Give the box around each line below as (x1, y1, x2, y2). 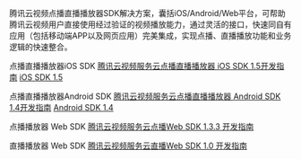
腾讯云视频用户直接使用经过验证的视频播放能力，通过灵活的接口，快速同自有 (9, 19, 292, 30)
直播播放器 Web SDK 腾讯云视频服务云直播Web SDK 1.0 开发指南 (9, 140, 248, 151)
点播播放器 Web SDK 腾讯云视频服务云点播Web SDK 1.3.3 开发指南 (9, 121, 254, 132)
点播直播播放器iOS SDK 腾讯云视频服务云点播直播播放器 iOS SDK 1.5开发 (9, 61, 277, 71)
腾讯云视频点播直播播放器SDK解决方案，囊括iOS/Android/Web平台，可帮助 (9, 8, 287, 18)
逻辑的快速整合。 (9, 41, 73, 52)
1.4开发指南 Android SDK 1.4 (9, 102, 114, 112)
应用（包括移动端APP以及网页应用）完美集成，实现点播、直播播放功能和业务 (9, 31, 292, 40)
